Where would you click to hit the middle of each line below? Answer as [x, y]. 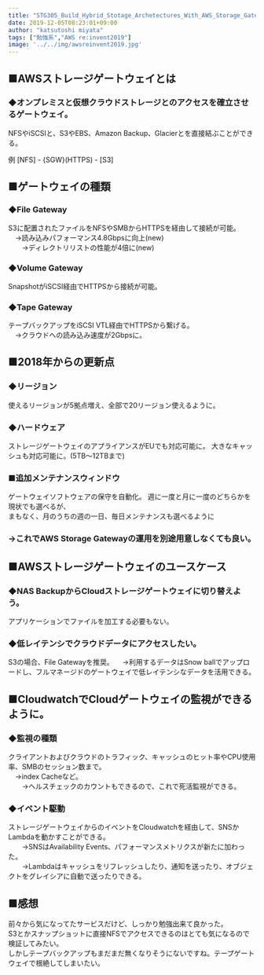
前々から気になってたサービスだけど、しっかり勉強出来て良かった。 [118, 924]
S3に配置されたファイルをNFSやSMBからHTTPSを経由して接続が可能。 [125, 228]
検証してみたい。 [36, 944]
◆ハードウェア [37, 427]
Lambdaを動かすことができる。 [59, 837]
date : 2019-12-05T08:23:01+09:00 [63, 23]
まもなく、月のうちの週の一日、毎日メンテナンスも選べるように [111, 516]
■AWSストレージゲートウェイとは [92, 78]
